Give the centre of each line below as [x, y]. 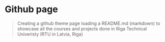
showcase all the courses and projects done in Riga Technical [82, 28]
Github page [31, 9]
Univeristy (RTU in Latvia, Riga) [50, 34]
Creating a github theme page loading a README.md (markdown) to [89, 23]
